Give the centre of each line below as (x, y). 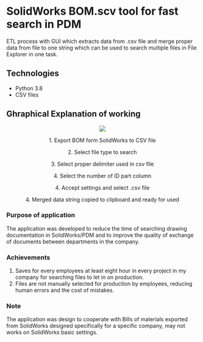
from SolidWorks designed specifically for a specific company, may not (96, 326)
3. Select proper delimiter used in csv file (102, 164)
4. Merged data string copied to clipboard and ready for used (102, 199)
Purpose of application (41, 215)
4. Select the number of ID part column (102, 176)
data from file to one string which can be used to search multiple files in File (101, 48)
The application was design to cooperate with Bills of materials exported (97, 319)
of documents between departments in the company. (73, 241)
